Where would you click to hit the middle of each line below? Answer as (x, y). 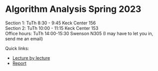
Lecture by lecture (31, 58)
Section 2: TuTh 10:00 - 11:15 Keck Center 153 (52, 28)
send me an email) (24, 39)
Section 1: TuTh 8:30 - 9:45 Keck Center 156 (51, 23)
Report (19, 63)
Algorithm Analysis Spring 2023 (73, 9)
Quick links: (17, 48)
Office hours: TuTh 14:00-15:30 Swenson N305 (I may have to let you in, (79, 33)
